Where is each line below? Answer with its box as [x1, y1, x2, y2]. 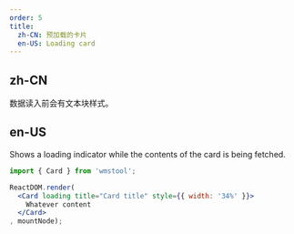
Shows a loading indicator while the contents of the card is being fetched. [9, 148, 287, 159]
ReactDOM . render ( [9, 183, 76, 192]
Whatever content [25, 199, 92, 209]
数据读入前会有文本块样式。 [9, 97, 114, 109]
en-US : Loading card [17, 38, 96, 48]
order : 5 [9, 13, 43, 23]
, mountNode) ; [9, 217, 64, 226]
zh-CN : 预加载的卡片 [17, 30, 87, 39]
